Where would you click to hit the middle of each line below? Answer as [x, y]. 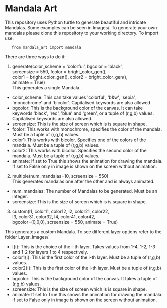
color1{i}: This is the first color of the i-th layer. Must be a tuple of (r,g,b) [86, 257]
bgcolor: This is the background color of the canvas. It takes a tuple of [84, 278]
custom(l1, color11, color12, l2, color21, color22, [61, 211]
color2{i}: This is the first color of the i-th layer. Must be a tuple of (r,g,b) [86, 268]
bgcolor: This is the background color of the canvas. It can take [78, 108]
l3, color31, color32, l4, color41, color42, [54, 217]
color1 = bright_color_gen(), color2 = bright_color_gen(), [70, 77]
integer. [20, 196]
